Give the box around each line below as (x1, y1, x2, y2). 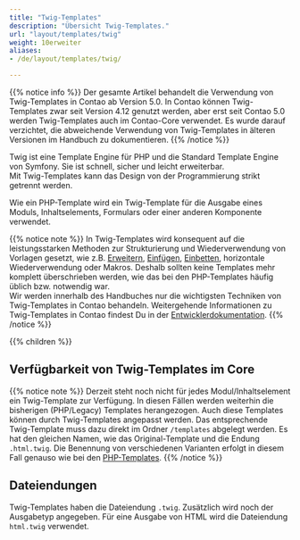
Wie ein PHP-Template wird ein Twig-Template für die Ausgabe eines (9, 197, 263, 208)
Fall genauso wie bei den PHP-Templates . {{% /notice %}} (9, 452, 223, 462)
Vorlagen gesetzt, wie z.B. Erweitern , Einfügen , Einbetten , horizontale (9, 253, 265, 263)
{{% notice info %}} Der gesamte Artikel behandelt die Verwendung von (9, 87, 274, 97)
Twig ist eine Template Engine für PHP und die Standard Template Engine (9, 152, 279, 162)
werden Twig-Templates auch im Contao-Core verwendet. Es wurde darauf (9, 115, 286, 126)
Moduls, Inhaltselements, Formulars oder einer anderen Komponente (9, 207, 262, 217)
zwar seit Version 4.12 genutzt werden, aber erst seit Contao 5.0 (49, 106, 286, 116)
